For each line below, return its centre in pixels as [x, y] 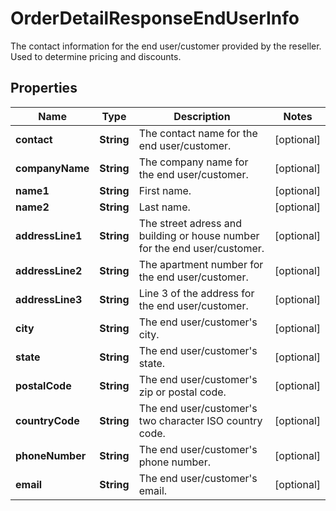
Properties [44, 88]
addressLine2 [49, 270]
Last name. [164, 207]
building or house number [199, 235]
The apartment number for [201, 264]
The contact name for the [198, 133]
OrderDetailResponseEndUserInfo [155, 18]
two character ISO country [200, 420]
